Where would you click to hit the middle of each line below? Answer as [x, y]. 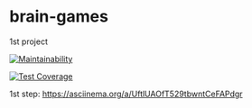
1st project [28, 41]
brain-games [59, 17]
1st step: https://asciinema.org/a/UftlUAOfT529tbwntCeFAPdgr [126, 94]
